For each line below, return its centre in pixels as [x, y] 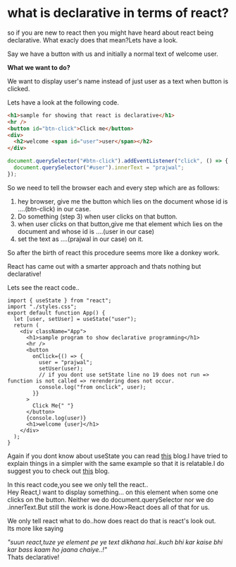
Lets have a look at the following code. [63, 102]
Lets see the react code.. [43, 287]
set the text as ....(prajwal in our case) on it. [80, 239]
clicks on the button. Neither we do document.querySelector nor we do [111, 499]
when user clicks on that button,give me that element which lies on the [120, 223]
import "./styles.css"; [42, 306]
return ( [26, 325]
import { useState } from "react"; [60, 300]
